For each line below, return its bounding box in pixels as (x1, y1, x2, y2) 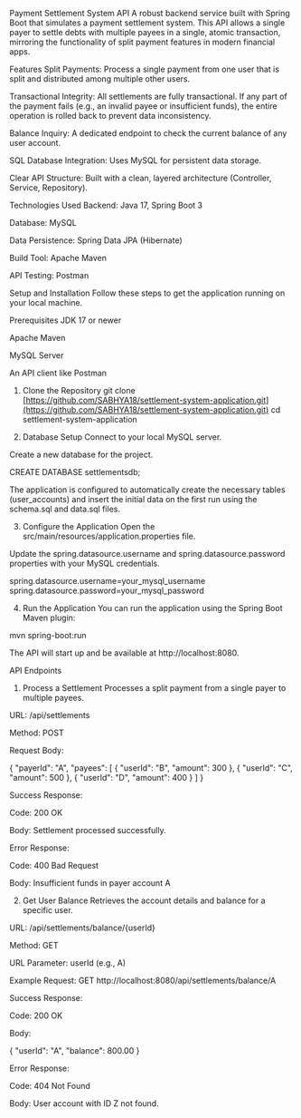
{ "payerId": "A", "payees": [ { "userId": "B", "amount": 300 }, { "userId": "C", (9, 763, 294, 773)
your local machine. (9, 297, 83, 307)
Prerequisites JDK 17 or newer (9, 315, 122, 326)
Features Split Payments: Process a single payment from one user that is (9, 63, 280, 74)
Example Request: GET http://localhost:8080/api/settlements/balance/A (9, 975, 277, 986)
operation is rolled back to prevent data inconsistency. (9, 111, 212, 121)
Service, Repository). (9, 182, 89, 193)
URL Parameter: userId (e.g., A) (9, 958, 127, 968)
